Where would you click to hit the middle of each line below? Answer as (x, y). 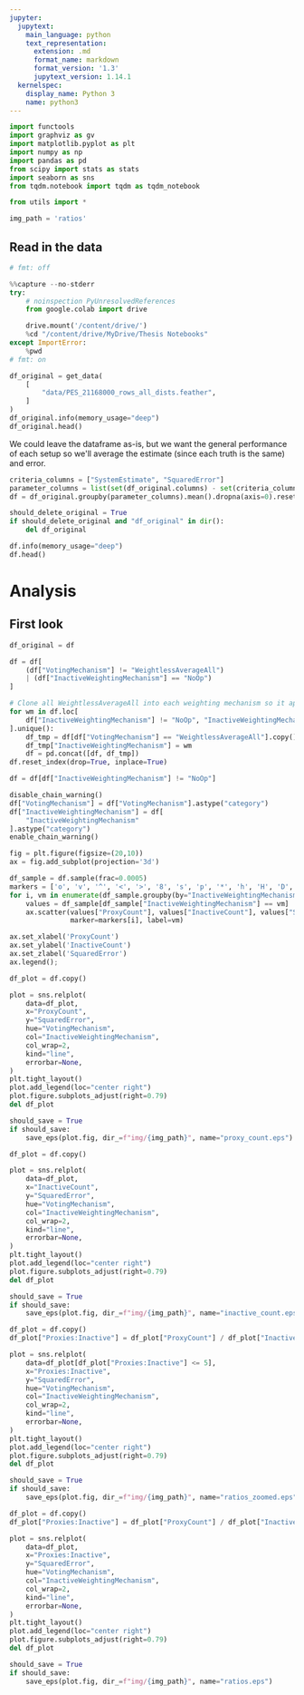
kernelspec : (40, 85)
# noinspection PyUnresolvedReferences (101, 301)
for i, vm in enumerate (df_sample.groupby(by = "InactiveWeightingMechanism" (155, 895)
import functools (42, 127)
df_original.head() (46, 426)
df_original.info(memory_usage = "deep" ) (85, 418)
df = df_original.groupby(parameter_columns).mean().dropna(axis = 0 (139, 497)
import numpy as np (46, 152)
